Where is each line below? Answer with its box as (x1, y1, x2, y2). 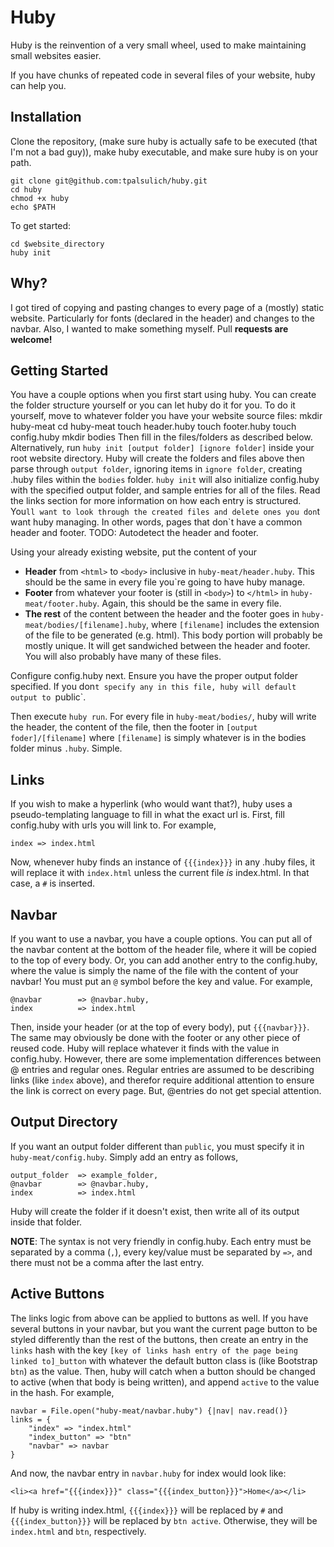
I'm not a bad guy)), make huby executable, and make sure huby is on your (10, 146, 319, 158)
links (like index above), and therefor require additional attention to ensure (10, 1074, 315, 1086)
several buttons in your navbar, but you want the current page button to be (10, 1322, 318, 1335)
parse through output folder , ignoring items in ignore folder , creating (10, 463, 303, 475)
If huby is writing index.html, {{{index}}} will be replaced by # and (10, 1504, 284, 1516)
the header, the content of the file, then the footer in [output (10, 721, 258, 733)
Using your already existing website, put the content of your (10, 546, 258, 558)
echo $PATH (10, 202, 56, 212)
